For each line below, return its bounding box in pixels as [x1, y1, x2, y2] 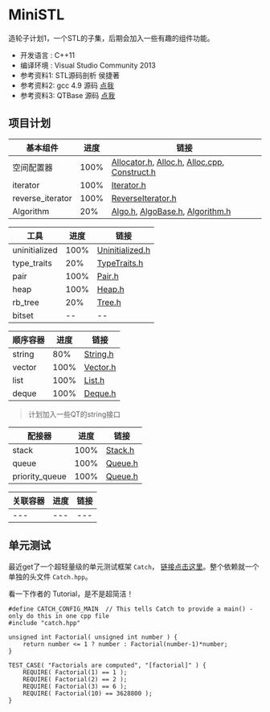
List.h [84, 374, 105, 385]
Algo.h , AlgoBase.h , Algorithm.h [111, 205, 231, 216]
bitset [12, 310, 34, 321]
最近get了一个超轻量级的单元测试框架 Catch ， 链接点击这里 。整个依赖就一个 [8, 562, 260, 571]
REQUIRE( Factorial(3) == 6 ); [22, 682, 128, 690]
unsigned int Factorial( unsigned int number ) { [8, 633, 178, 641]
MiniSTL [8, 6, 65, 24]
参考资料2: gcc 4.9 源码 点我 [19, 80, 114, 90]
